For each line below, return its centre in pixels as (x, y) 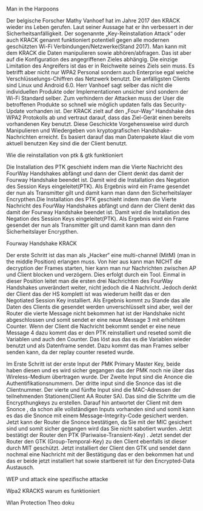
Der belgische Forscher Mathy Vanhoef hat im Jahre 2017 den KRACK (93, 20)
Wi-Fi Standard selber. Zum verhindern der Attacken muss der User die (95, 98)
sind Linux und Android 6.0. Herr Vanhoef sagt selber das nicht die (89, 85)
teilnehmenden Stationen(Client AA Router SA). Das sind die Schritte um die (101, 396)
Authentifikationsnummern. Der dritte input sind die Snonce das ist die (94, 383)
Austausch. (20, 467)
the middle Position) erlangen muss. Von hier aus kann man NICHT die (94, 262)
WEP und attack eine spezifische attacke (57, 479)
